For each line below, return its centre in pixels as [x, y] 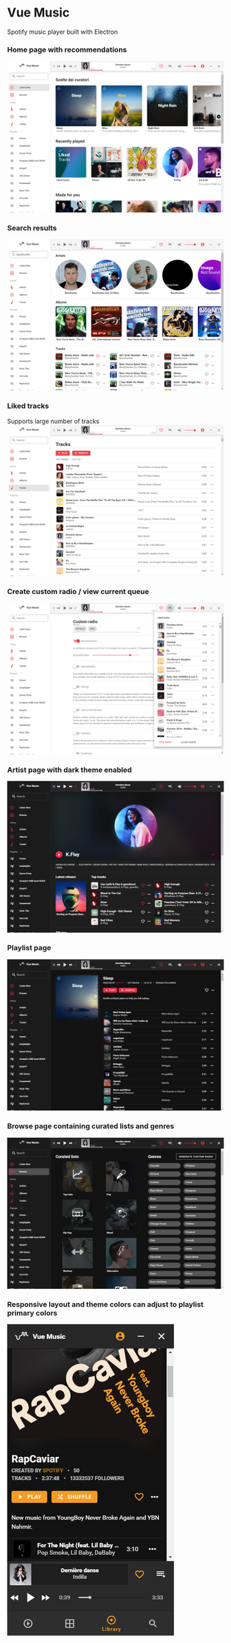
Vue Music [38, 13]
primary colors [32, 1313]
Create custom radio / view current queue [78, 592]
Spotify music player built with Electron [63, 32]
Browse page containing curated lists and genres [91, 1126]
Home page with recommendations [67, 50]
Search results [32, 227]
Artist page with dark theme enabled [69, 770]
